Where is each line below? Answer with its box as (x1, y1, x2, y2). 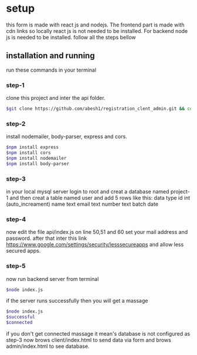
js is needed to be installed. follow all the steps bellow (6, 34, 136, 41)
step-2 (6, 119, 26, 128)
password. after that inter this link (6, 235, 87, 242)
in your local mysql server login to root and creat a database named (6, 188, 169, 195)
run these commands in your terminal (6, 66, 97, 73)
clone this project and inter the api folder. (6, 95, 106, 102)
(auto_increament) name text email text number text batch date (6, 200, 158, 207)
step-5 (6, 262, 26, 270)
